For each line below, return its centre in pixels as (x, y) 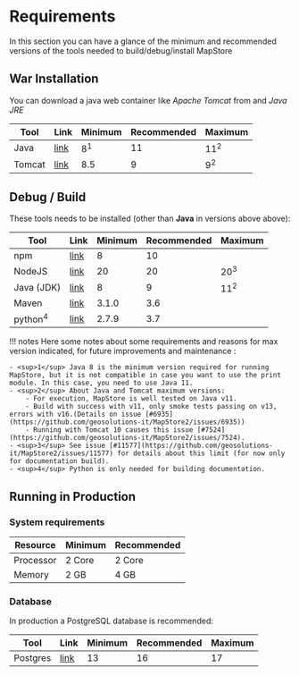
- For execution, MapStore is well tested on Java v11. (132, 399)
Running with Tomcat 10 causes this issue (113, 430)
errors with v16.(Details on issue (75, 414)
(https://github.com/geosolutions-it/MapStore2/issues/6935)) (127, 422)
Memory (31, 574)
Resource (35, 545)
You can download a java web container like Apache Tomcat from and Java (148, 100)
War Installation (54, 79)
